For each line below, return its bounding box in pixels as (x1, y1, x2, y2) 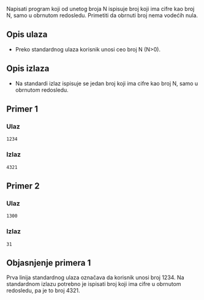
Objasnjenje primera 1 (6, 257, 91, 268)
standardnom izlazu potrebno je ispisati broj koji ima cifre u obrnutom (6, 280, 182, 288)
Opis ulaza (6, 29, 48, 40)
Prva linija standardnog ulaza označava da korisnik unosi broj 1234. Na (6, 274, 185, 281)
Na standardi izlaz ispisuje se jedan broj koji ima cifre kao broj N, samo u (15, 80, 198, 87)
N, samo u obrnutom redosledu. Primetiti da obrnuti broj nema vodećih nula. (6, 12, 198, 19)
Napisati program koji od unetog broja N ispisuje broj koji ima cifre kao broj (6, 6, 195, 12)
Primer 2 (6, 181, 40, 191)
